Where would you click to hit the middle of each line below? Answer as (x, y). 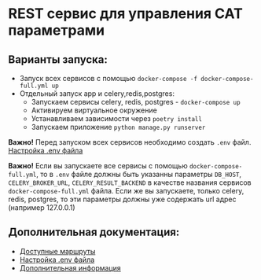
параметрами (56, 30)
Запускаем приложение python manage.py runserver (118, 127)
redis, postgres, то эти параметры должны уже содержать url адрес (123, 199)
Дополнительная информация (70, 267)
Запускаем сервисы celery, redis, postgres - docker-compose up (136, 102)
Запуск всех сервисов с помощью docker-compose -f (108, 78)
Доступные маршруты (57, 251)
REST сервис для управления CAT (126, 14)
